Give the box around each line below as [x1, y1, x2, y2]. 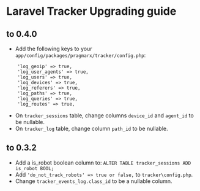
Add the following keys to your [15, 45, 92, 52]
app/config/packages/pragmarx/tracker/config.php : [15, 52, 146, 59]
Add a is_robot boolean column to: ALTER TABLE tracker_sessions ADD [15, 158, 191, 166]
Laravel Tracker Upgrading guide [6, 4, 177, 18]
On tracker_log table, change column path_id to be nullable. [15, 125, 168, 132]
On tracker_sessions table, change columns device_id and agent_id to [15, 112, 194, 119]
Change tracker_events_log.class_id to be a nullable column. [15, 177, 172, 185]
